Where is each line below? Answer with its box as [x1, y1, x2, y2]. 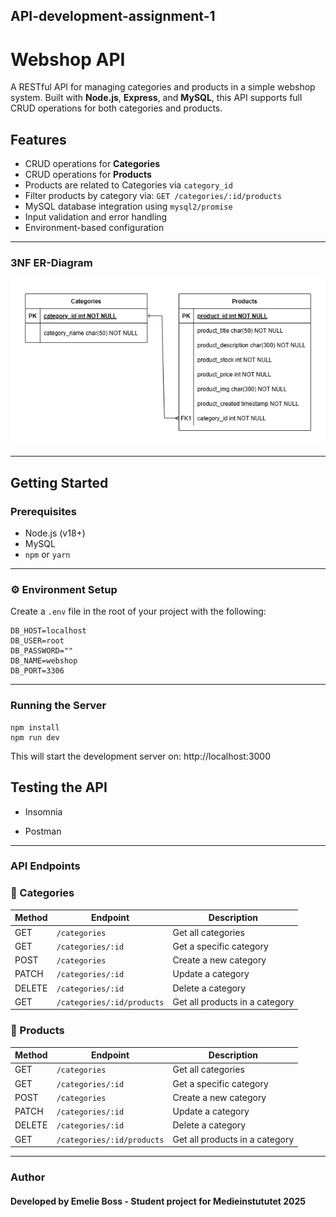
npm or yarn [24, 549, 71, 561]
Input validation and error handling [24, 211, 168, 223]
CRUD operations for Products [24, 169, 152, 181]
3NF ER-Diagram [10, 256, 93, 270]
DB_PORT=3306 [10, 666, 65, 676]
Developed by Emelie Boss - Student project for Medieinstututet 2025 [10, 1195, 306, 1207]
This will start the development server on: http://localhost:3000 [10, 750, 272, 762]
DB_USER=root [10, 636, 65, 646]
